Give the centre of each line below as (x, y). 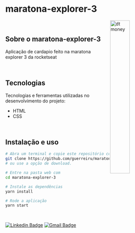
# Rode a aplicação (26, 201)
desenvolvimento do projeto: (35, 101)
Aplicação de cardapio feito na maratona (48, 51)
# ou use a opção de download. (39, 164)
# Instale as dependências (34, 187)
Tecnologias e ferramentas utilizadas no (47, 95)
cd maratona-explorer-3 (31, 177)
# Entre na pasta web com (33, 173)
